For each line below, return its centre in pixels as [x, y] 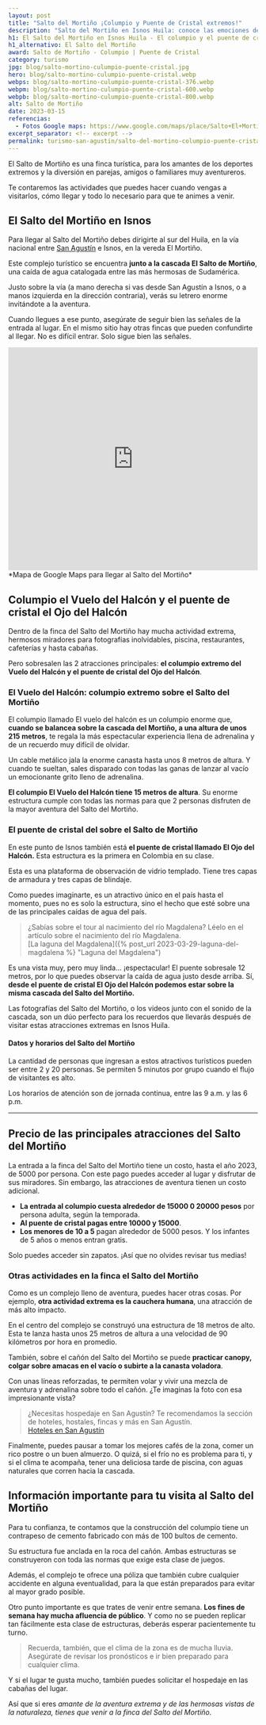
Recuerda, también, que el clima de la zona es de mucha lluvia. [130, 1647]
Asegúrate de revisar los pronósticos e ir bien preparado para [128, 1656]
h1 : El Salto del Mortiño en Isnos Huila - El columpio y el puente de [129, 38]
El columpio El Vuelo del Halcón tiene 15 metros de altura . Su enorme [123, 792]
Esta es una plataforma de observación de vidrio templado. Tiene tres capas [133, 871]
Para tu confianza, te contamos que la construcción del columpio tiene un [129, 1527]
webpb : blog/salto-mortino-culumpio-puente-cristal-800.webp [111, 97]
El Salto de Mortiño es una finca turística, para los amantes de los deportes [131, 163]
